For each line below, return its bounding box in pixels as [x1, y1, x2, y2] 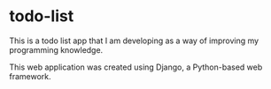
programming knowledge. [9, 44, 104, 55]
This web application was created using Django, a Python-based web [9, 62, 263, 72]
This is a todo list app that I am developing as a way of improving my [9, 35, 259, 46]
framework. [9, 70, 51, 81]
